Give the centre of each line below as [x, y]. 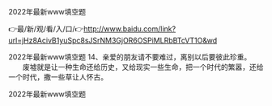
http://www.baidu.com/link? [130, 29]
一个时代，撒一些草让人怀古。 [58, 77]
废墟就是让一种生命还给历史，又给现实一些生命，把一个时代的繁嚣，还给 [143, 67]
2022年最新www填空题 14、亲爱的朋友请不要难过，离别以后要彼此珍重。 [130, 57]
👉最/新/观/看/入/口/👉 [46, 29]
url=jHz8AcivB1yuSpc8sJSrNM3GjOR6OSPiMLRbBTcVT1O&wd [113, 40]
